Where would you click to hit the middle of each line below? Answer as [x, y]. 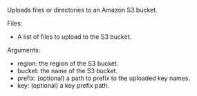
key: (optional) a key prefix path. [63, 85]
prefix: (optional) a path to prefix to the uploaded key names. [104, 78]
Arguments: [24, 50]
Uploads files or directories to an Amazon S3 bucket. [82, 10]
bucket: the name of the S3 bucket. [67, 71]
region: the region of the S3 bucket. [68, 64]
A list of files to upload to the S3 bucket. [74, 37]
